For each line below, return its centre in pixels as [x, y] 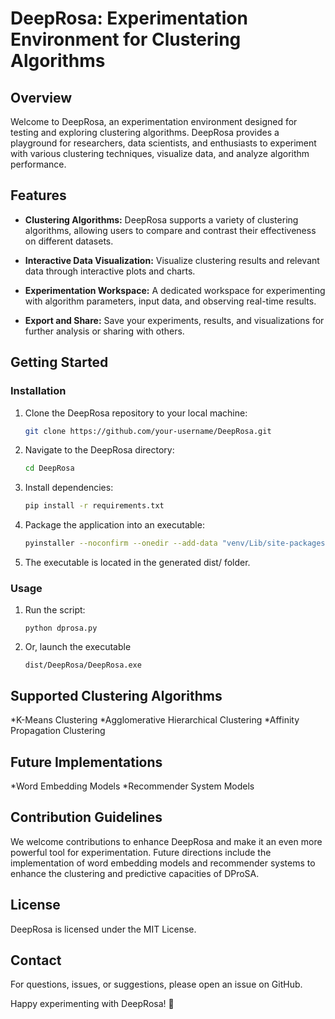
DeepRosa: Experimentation [129, 18]
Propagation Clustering [58, 731]
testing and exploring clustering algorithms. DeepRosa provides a [145, 132]
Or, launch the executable [78, 647]
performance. [38, 164]
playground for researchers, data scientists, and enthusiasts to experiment [163, 143]
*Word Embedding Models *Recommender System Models [132, 786]
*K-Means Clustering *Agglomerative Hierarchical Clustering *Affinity [155, 720]
